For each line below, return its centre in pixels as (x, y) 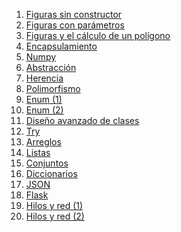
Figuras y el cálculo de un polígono (98, 35)
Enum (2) (44, 110)
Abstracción (51, 67)
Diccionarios (51, 173)
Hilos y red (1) (54, 205)
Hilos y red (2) (55, 216)
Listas (38, 152)
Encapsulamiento (61, 46)
